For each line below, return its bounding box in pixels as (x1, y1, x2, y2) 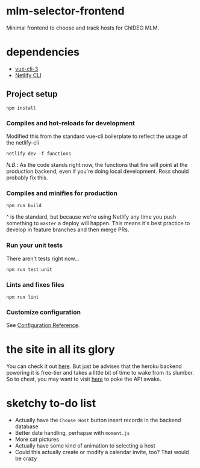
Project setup (6, 89, 58, 99)
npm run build (6, 203, 42, 209)
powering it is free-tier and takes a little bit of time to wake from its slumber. (6, 369, 195, 376)
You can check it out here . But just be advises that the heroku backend (6, 363, 182, 370)
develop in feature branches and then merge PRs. (6, 226, 130, 233)
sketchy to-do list (6, 396, 96, 410)
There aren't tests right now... (6, 255, 80, 262)
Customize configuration (6, 308, 81, 316)
